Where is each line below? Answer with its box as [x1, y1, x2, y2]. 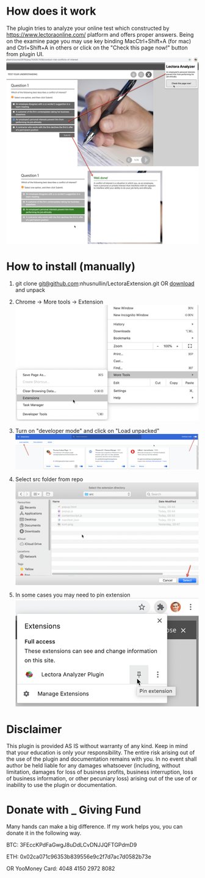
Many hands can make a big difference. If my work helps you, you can [6, 823, 183, 830]
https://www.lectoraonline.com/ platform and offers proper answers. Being [6, 31, 194, 38]
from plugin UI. [6, 50, 44, 57]
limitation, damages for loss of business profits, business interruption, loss [6, 768, 193, 776]
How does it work [6, 4, 96, 18]
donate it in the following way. [6, 829, 82, 837]
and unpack [15, 286, 46, 294]
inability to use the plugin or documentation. [6, 782, 117, 789]
